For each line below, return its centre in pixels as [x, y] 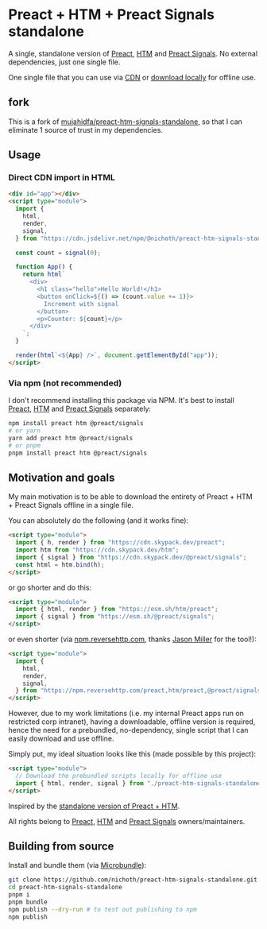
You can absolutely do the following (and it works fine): [99, 521]
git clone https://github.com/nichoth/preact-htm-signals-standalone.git [133, 880]
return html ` [44, 275]
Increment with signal [81, 304]
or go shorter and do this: [50, 587]
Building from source [61, 847]
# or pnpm [25, 445]
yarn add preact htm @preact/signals [71, 438]
